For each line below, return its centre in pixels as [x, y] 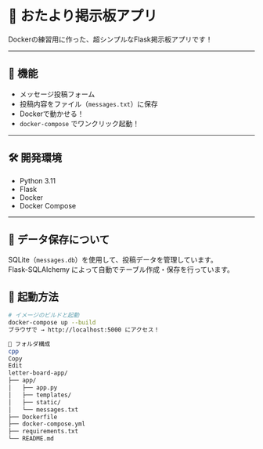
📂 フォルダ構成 [29, 344]
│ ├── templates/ [40, 395]
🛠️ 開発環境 [35, 158]
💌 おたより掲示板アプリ [83, 16]
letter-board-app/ [38, 373]
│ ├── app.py [33, 388]
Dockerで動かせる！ [52, 114]
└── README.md [31, 439]
